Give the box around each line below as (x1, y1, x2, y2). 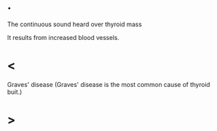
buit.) (7, 88, 22, 96)
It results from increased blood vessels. (7, 33, 120, 41)
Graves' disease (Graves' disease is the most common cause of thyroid (7, 80, 211, 88)
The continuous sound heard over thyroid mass (7, 20, 142, 28)
